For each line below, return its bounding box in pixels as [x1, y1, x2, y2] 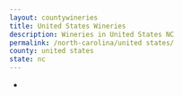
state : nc [9, 55, 47, 64]
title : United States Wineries [9, 22, 126, 31]
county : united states [9, 47, 94, 56]
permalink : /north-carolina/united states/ [9, 38, 175, 48]
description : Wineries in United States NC [9, 30, 175, 39]
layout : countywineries [9, 13, 99, 22]
